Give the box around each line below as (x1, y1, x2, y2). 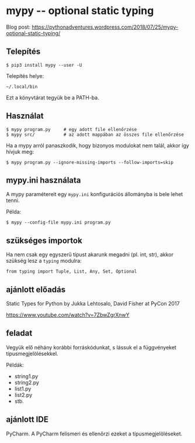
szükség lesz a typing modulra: (6, 257, 82, 265)
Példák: (6, 361, 25, 368)
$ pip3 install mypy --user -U (6, 62, 82, 68)
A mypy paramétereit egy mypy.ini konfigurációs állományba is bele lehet (6, 191, 183, 198)
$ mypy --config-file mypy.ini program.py (6, 219, 111, 226)
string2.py (14, 379, 40, 386)
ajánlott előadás (6, 284, 66, 294)
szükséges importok (6, 235, 83, 245)
